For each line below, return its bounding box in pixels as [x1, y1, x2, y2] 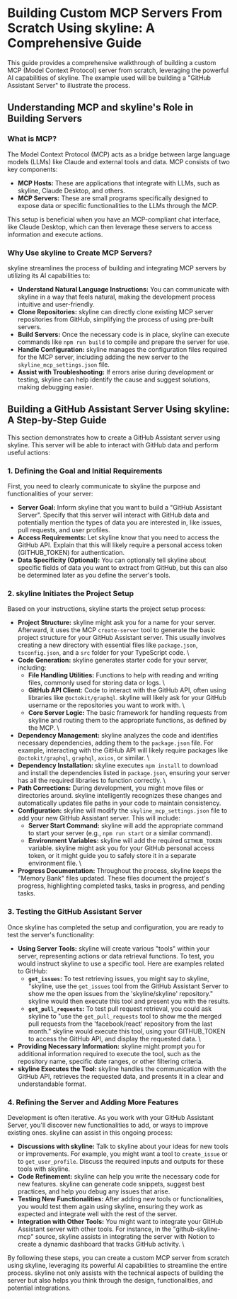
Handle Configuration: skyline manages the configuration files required [17, 345, 228, 353]
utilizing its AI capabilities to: [7, 271, 91, 280]
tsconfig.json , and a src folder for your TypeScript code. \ [17, 648, 190, 657]
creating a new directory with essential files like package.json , [17, 641, 198, 649]
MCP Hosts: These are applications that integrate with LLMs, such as [17, 178, 221, 187]
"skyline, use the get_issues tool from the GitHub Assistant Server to [28, 982, 229, 990]
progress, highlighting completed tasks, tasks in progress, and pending [17, 881, 225, 890]
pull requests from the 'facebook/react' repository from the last [28, 1019, 213, 1028]
